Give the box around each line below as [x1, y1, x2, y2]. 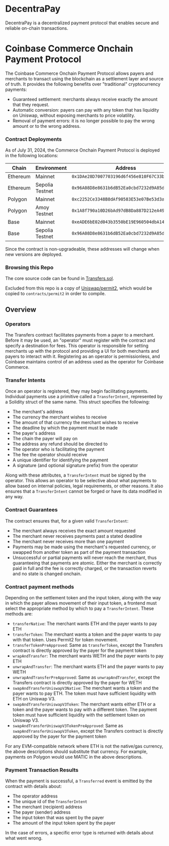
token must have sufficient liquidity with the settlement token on [12, 712, 145, 718]
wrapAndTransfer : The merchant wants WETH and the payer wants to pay [12, 653, 164, 659]
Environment [35, 165, 67, 172]
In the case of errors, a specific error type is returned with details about [5, 830, 154, 836]
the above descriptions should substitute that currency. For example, [5, 748, 148, 755]
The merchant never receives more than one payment [12, 538, 124, 544]
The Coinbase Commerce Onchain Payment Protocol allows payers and [5, 70, 153, 76]
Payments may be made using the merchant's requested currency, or [12, 544, 156, 550]
